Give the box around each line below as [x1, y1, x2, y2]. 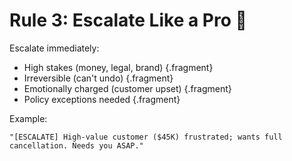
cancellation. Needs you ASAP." [9, 140, 144, 151]
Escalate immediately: [9, 42, 100, 54]
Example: [9, 112, 48, 124]
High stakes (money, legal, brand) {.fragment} [23, 61, 214, 73]
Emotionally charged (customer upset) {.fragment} [23, 82, 232, 94]
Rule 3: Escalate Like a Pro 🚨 [9, 9, 247, 32]
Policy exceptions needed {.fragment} [23, 93, 181, 105]
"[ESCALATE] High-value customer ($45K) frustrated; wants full [9, 132, 283, 142]
